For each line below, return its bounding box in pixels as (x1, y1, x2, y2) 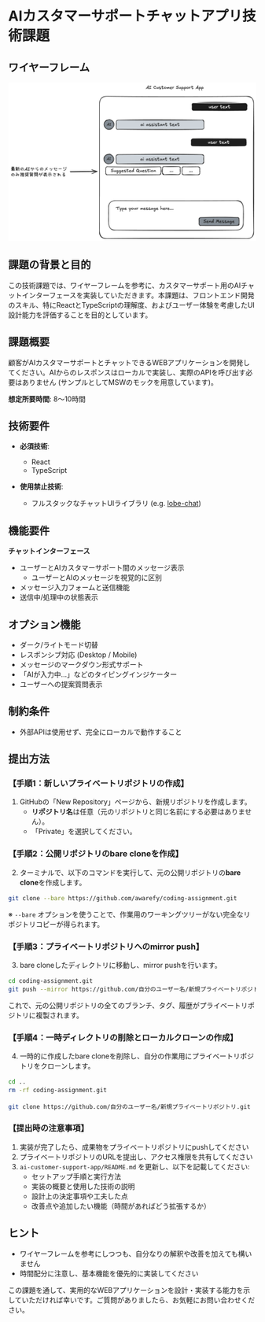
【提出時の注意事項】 (8, 1123, 89, 1134)
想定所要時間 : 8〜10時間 (8, 394, 86, 404)
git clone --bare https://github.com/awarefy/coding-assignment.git (8, 894, 237, 902)
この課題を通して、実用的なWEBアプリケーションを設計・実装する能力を (8, 1285, 244, 1294)
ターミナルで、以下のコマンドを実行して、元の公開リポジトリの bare (19, 867, 241, 877)
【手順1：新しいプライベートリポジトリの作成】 (8, 778, 189, 789)
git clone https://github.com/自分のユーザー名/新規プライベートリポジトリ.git (8, 1102, 251, 1110)
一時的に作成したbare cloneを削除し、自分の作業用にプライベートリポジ (19, 1051, 254, 1061)
